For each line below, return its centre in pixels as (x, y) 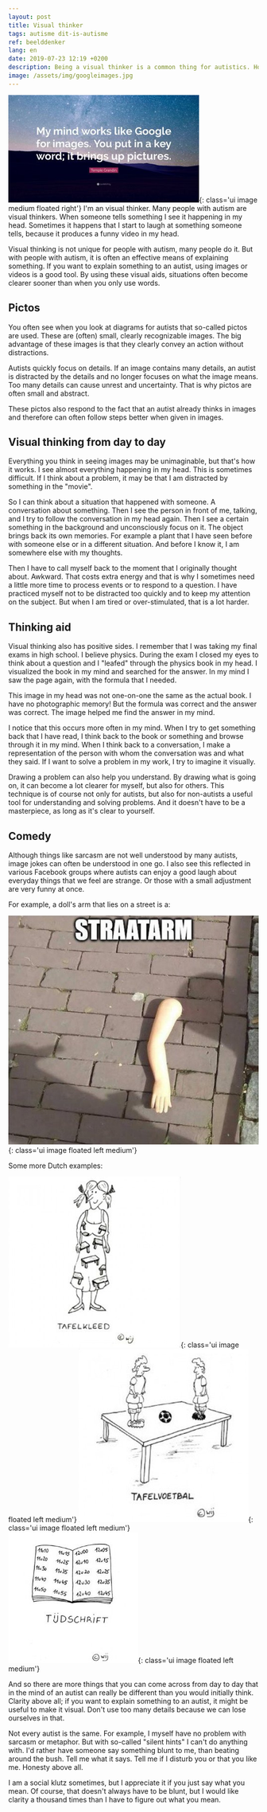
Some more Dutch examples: (56, 1166)
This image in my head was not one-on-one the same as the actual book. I (130, 696)
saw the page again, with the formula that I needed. (93, 680)
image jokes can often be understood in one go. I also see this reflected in (130, 863)
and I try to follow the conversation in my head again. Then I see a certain (128, 519)
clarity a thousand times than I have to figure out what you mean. (114, 1799)
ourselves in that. (37, 1718)
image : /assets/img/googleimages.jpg (71, 76)
